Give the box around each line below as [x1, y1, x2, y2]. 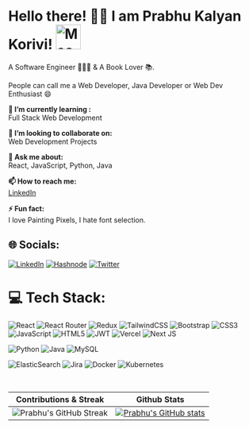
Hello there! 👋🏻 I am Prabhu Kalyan [8, 7, 242, 25]
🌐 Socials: [8, 238, 60, 252]
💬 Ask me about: [8, 152, 63, 161]
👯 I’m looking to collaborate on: [8, 128, 113, 137]
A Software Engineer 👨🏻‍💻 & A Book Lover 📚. [8, 62, 155, 71]
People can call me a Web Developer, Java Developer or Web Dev [8, 80, 224, 90]
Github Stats [136, 393, 185, 404]
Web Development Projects [8, 137, 98, 146]
